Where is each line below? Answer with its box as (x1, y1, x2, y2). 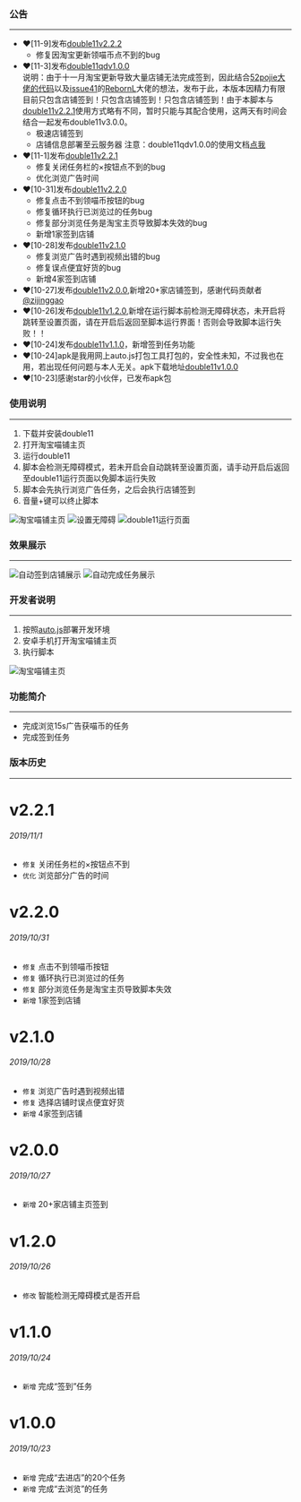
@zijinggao (21, 295, 64, 306)
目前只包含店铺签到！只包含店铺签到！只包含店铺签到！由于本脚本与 (21, 94, 274, 105)
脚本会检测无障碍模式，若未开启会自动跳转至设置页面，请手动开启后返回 (21, 462, 289, 472)
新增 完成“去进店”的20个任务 (21, 1472, 126, 1482)
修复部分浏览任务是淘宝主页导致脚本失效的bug (35, 218, 208, 229)
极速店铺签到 (35, 128, 83, 139)
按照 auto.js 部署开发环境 (21, 625, 110, 635)
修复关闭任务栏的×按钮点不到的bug (35, 161, 166, 172)
